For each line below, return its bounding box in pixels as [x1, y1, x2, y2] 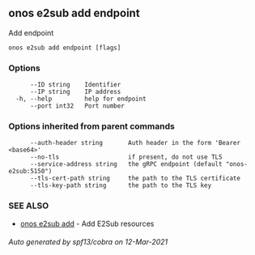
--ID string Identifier [29, 81, 121, 89]
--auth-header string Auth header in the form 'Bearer [29, 139, 241, 147]
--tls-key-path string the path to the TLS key [29, 181, 212, 189]
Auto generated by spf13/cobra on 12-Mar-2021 [8, 237, 168, 247]
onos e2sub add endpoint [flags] [8, 44, 121, 52]
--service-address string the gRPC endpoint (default [29, 160, 223, 168]
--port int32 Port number [29, 102, 125, 110]
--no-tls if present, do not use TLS [29, 153, 223, 161]
